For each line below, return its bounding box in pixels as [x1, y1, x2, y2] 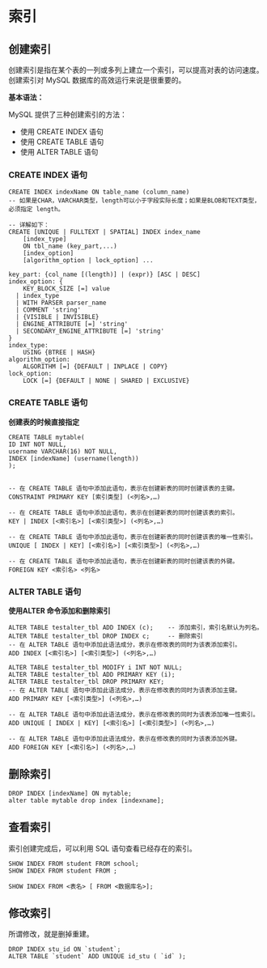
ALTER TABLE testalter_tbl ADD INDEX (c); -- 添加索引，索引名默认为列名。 [8, 623, 263, 631]
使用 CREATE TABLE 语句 [19, 137, 104, 146]
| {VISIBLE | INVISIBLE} [15, 313, 100, 321]
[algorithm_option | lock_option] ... [23, 257, 154, 265]
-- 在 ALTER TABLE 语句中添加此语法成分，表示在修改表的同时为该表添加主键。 [8, 686, 241, 694]
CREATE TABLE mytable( [8, 433, 85, 441]
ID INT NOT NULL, [8, 440, 67, 448]
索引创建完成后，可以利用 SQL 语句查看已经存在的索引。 [8, 843, 197, 853]
